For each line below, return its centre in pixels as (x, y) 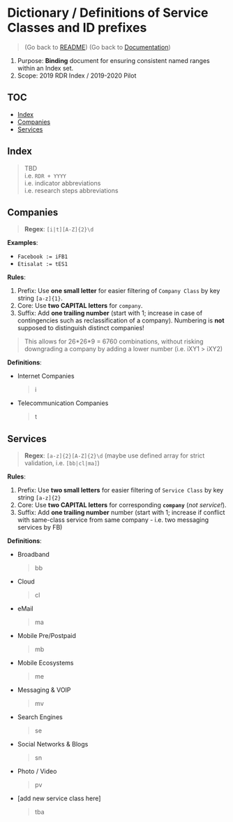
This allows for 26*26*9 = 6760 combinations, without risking (114, 341)
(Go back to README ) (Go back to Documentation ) (97, 47)
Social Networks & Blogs (53, 744)
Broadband (33, 555)
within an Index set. (45, 68)
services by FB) (40, 527)
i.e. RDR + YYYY (45, 176)
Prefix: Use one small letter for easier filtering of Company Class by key (119, 291)
